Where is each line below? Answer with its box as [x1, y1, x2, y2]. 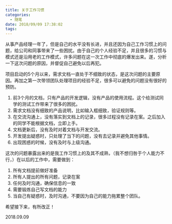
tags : [5, 27, 17, 32]
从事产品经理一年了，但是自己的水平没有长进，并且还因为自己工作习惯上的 [5, 41, 162, 47]
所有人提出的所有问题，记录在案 [12, 174, 80, 180]
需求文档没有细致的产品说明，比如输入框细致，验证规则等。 [12, 108, 139, 114]
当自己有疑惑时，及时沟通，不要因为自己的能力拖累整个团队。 [12, 193, 143, 199]
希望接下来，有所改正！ [5, 204, 55, 210]
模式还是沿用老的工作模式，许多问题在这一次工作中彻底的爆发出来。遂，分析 [5, 54, 167, 60]
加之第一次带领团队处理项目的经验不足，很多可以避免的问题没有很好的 [18, 78, 167, 84]
